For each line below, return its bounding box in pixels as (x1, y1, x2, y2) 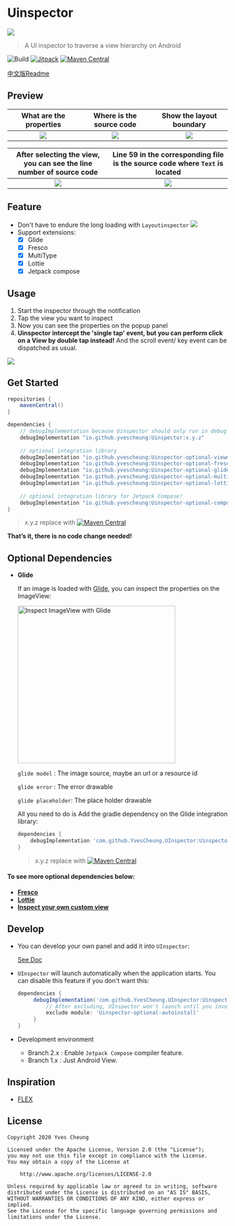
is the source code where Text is (113, 158, 224, 168)
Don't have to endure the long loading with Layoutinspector (17, 221, 190, 229)
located (155, 167, 182, 176)
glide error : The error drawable (17, 783, 113, 791)
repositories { (7, 396, 52, 403)
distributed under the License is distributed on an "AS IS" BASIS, (7, 1189, 211, 1196)
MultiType (27, 251, 57, 260)
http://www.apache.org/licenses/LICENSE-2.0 (20, 1171, 152, 1178)
